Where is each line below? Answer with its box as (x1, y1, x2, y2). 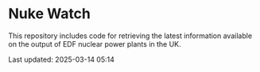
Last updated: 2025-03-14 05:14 (8, 55, 115, 64)
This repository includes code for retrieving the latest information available (8, 31, 253, 40)
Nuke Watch (8, 5, 91, 23)
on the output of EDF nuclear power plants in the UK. (8, 39, 181, 48)
